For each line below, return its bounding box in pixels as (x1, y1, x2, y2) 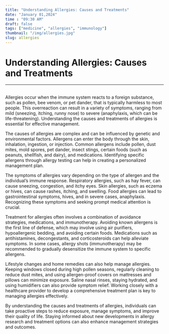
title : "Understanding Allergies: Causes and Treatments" (5, 7, 129, 13)
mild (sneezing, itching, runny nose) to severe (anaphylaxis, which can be (5, 110, 158, 116)
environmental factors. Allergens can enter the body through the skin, (5, 136, 149, 142)
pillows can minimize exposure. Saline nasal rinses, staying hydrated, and (5, 277, 157, 283)
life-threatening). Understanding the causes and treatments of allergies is (5, 115, 157, 121)
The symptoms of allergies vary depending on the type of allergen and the (5, 172, 159, 178)
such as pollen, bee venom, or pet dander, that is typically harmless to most (5, 99, 162, 105)
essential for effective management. (5, 121, 80, 127)
